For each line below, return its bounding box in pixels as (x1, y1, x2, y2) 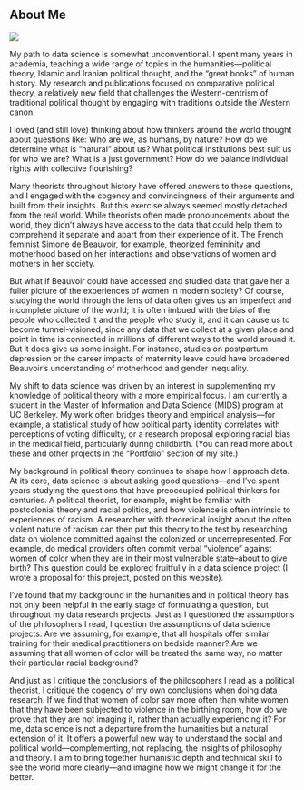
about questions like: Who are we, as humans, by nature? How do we (9, 134, 268, 145)
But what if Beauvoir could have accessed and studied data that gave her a (9, 275, 290, 286)
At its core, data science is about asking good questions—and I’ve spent (9, 475, 279, 486)
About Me (9, 7, 66, 23)
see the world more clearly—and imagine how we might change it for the (9, 762, 281, 773)
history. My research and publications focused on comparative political (9, 77, 275, 88)
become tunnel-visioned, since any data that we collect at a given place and (9, 323, 295, 335)
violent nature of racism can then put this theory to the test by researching (9, 523, 288, 534)
